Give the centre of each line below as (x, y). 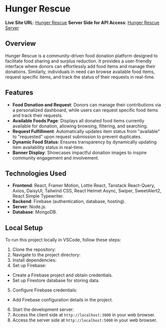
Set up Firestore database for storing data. (56, 280)
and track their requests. (38, 115)
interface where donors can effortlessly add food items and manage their (80, 66)
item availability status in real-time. (48, 147)
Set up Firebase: (29, 265)
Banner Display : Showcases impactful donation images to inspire (80, 152)
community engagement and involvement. (56, 157)
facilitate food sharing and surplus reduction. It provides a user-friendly (79, 61)
